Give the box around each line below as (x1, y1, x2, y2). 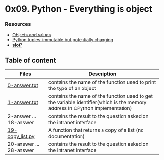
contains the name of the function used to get (48, 93, 153, 100)
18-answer (7, 119, 34, 126)
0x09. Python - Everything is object (5, 3, 153, 15)
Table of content (5, 56, 56, 64)
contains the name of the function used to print (48, 79, 156, 86)
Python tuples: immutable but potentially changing (12, 37, 114, 43)
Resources (5, 21, 31, 28)
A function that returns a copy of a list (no (48, 127, 144, 134)
